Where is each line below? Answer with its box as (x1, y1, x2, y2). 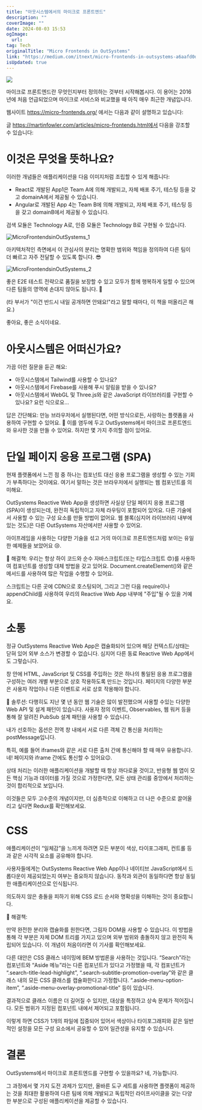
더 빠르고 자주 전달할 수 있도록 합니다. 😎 (6, 254, 102, 261)
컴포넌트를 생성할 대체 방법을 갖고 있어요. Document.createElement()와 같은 (12, 563, 194, 570)
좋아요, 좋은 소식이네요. (6, 319, 61, 326)
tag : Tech (6, 43, 31, 49)
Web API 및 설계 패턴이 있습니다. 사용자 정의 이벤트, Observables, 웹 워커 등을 (6, 706, 191, 713)
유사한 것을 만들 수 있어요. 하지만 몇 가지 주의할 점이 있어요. (12, 427, 152, 434)
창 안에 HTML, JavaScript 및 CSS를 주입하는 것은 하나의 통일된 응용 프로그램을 (6, 671, 192, 678)
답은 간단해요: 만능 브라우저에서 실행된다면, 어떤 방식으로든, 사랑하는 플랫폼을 (6, 412, 188, 419)
